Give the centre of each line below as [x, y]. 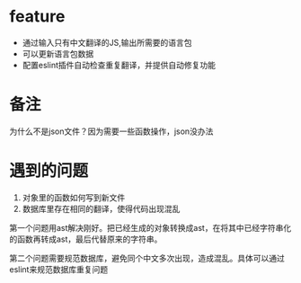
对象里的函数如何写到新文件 [74, 197]
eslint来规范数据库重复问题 [59, 269]
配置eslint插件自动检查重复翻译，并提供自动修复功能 [119, 65]
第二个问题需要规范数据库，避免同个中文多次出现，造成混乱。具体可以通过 [147, 258]
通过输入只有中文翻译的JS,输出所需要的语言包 [107, 42]
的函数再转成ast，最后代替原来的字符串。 [86, 239]
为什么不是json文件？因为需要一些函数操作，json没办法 [111, 131]
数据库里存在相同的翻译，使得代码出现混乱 [101, 208]
